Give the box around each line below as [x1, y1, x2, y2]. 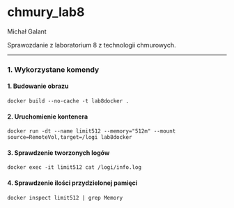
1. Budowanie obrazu [7, 82, 69, 91]
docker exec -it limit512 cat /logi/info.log [7, 164, 141, 171]
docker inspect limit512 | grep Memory [7, 194, 123, 201]
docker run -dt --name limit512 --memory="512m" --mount [7, 128, 176, 135]
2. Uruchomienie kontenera [7, 112, 88, 121]
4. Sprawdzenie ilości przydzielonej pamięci [7, 179, 138, 187]
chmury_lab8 [7, 4, 85, 20]
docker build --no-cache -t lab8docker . [7, 98, 130, 105]
